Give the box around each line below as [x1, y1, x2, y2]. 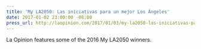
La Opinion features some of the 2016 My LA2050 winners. [6, 36, 152, 44]
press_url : [6, 20, 33, 26]
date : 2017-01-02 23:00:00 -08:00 [6, 14, 93, 20]
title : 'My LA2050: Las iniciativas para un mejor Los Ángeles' [6, 8, 170, 15]
